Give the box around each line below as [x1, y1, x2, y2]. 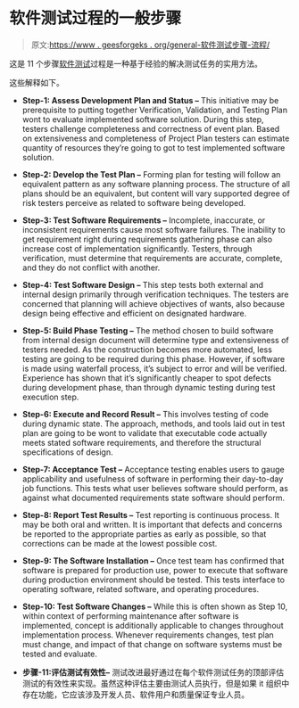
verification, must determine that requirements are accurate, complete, [21, 252, 283, 263]
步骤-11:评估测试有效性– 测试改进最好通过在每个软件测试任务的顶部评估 [21, 666, 285, 678]
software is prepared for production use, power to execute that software [21, 564, 288, 575]
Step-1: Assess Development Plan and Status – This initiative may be [21, 95, 279, 105]
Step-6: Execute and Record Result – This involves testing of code [21, 408, 270, 419]
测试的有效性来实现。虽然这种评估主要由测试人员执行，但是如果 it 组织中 [21, 678, 290, 688]
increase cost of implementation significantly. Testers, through [21, 243, 253, 254]
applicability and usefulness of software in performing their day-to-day [21, 473, 284, 484]
